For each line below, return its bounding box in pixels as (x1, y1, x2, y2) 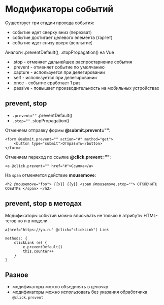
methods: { (5, 236, 28, 241)
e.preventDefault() (23, 244, 63, 249)
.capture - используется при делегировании (12, 69, 105, 75)
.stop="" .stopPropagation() (12, 117, 70, 124)
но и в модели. (17, 218, 49, 224)
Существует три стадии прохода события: (5, 20, 95, 26)
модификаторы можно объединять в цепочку (12, 284, 108, 290)
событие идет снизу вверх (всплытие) (12, 39, 93, 45)
